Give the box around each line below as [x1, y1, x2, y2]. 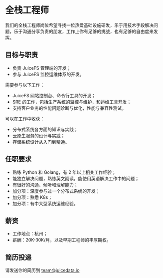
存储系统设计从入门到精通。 [12, 139, 70, 145]
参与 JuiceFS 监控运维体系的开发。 [12, 71, 84, 77]
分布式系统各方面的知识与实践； [12, 126, 78, 132]
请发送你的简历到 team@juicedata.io [5, 267, 80, 273]
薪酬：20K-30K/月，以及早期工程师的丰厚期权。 [12, 237, 111, 243]
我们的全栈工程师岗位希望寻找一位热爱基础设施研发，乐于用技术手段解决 [5, 22, 154, 28]
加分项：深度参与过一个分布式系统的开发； [12, 188, 100, 194]
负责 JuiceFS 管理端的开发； [12, 65, 71, 71]
